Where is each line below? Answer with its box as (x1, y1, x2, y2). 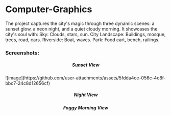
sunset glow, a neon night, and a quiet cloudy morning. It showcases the (5, 25, 158, 32)
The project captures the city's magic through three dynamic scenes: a (5, 20, 155, 26)
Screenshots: (5, 49, 40, 56)
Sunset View (72, 62, 100, 68)
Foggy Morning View (63, 104, 109, 110)
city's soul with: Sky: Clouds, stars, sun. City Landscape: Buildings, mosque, (5, 31, 166, 37)
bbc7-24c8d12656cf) (5, 80, 50, 86)
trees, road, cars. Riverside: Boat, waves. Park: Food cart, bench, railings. (5, 37, 160, 43)
